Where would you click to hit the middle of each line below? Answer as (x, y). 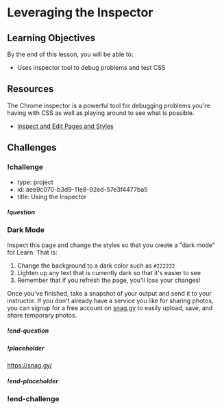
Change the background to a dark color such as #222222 (96, 266)
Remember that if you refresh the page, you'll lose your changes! (109, 280)
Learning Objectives (51, 38)
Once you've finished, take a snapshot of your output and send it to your (110, 293)
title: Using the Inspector (52, 196)
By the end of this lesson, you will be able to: (70, 54)
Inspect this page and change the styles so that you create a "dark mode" (111, 245)
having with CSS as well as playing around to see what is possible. (101, 113)
